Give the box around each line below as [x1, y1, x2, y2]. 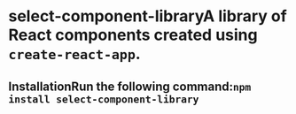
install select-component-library [8, 93, 199, 105]
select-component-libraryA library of [8, 6, 287, 27]
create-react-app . [8, 44, 141, 64]
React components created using [8, 25, 258, 45]
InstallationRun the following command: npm [8, 79, 252, 94]
